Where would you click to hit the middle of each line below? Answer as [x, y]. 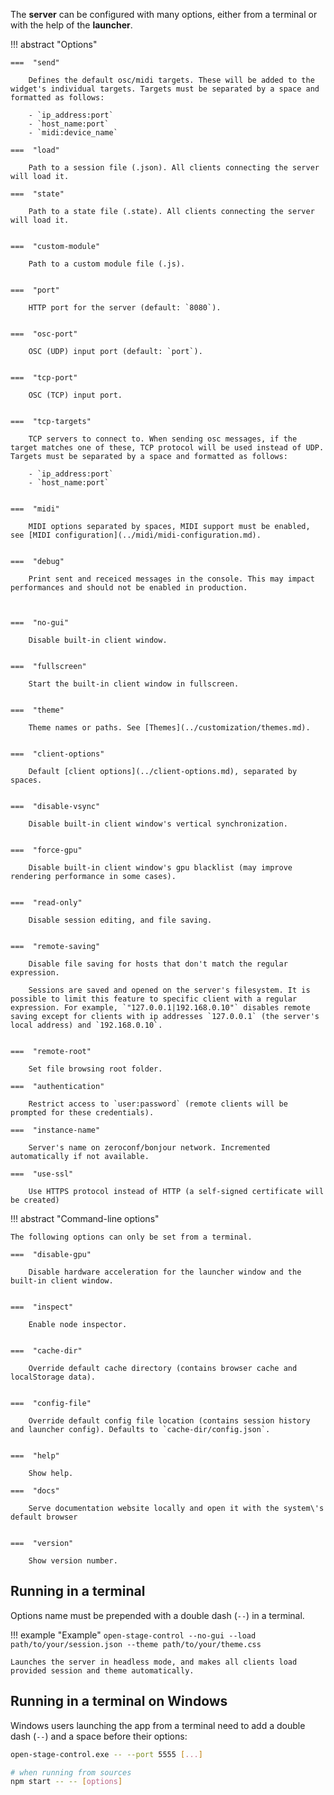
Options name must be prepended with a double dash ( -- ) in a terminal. [157, 1615]
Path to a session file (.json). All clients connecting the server [174, 168]
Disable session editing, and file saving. [120, 920]
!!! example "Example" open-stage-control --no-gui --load [133, 1635]
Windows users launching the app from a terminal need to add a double [158, 1725]
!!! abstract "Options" [54, 44]
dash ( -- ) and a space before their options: [99, 1736]
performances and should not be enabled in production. [129, 588]
